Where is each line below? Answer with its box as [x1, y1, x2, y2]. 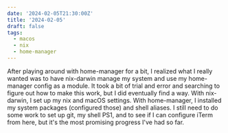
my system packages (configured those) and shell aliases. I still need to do [7, 104, 218, 112]
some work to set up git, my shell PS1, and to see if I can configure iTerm [7, 110, 213, 119]
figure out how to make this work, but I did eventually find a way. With [7, 88, 205, 97]
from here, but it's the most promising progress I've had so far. [7, 118, 184, 126]
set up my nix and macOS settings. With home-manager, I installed [33, 96, 222, 104]
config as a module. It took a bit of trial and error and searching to [34, 82, 220, 90]
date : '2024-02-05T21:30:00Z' [7, 10, 94, 17]
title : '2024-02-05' [7, 16, 67, 23]
